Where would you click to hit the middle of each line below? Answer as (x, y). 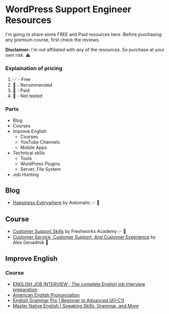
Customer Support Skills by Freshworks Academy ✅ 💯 (69, 231)
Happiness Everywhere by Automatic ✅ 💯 (56, 203)
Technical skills (29, 153)
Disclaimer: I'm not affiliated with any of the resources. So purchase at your (85, 49)
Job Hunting (26, 174)
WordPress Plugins (40, 164)
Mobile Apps (34, 147)
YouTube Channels (40, 142)
